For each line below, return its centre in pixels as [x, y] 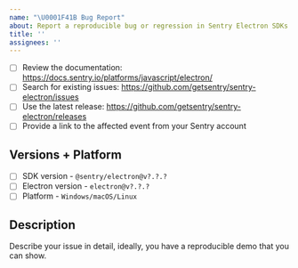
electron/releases [54, 117]
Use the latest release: [63, 107]
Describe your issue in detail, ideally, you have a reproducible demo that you [149, 247]
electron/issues [50, 97]
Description [42, 225]
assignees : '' [36, 42]
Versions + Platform [65, 154]
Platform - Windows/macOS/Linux [80, 196]
